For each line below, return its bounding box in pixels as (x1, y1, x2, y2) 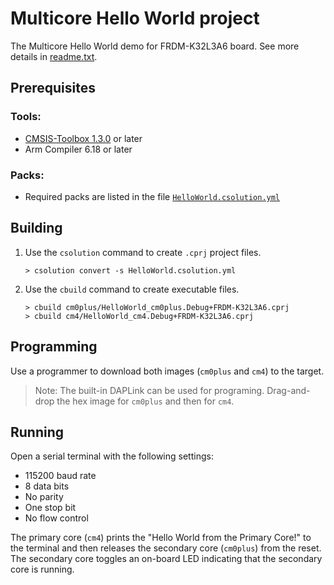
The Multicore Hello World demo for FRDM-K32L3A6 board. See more (10, 40, 300, 52)
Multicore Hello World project (10, 7, 260, 30)
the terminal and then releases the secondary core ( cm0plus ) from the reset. (10, 542, 322, 554)
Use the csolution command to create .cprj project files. (24, 246, 262, 258)
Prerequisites (10, 80, 96, 97)
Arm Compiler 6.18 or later (24, 143, 133, 155)
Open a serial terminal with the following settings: (10, 450, 214, 462)
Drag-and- (266, 384, 311, 396)
